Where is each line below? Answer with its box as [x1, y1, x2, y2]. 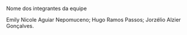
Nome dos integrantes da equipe [6, 5, 87, 12]
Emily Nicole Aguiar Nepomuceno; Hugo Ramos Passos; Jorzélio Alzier [6, 16, 181, 23]
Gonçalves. [6, 23, 34, 29]
